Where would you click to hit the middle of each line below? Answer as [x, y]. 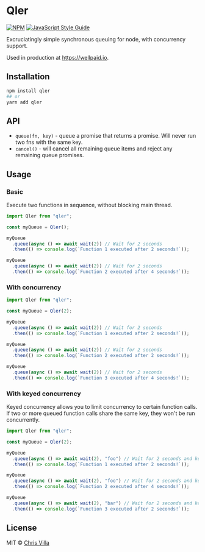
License [22, 528]
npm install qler [28, 91]
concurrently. [23, 420]
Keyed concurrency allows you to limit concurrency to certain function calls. [102, 407]
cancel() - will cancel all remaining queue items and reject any [94, 149]
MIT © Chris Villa [28, 542]
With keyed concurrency [44, 394]
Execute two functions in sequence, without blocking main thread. [89, 205]
